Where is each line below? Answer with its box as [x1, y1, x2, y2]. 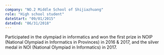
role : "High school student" [5, 12, 64, 17]
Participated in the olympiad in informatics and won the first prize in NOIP [5, 34, 153, 40]
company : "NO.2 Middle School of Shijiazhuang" [5, 7, 104, 12]
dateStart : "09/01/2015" [5, 16, 56, 21]
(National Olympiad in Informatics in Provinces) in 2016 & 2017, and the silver [5, 39, 159, 45]
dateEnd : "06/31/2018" [5, 20, 51, 26]
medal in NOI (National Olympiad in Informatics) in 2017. [5, 44, 117, 50]
